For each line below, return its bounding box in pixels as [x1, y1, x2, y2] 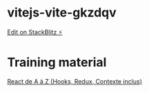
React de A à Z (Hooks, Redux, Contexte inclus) [7, 77, 143, 85]
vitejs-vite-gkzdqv [7, 5, 117, 21]
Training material [7, 55, 107, 70]
